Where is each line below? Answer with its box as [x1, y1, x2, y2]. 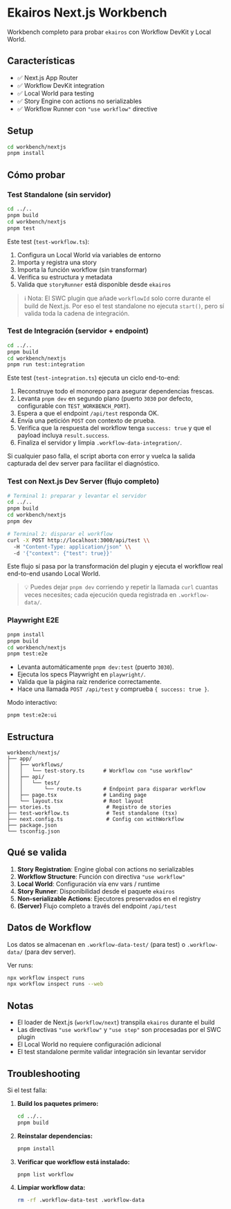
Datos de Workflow [7, 922, 92, 934]
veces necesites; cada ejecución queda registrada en [24, 591, 177, 599]
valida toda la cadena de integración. [24, 309, 130, 317]
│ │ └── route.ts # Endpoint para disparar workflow [7, 785, 206, 793]
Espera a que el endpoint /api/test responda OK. [17, 409, 159, 418]
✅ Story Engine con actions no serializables [17, 97, 142, 105]
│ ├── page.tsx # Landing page [7, 791, 147, 798]
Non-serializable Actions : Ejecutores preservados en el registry [17, 894, 201, 903]
